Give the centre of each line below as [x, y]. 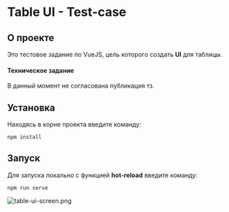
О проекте [31, 38]
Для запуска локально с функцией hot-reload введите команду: [103, 175]
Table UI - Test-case [67, 12]
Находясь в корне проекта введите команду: [74, 124]
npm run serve [28, 188]
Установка [31, 107]
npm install [24, 137]
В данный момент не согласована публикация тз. [81, 86]
